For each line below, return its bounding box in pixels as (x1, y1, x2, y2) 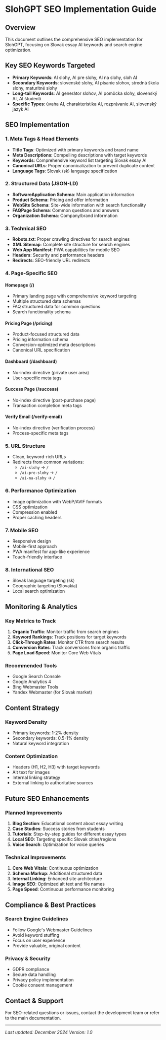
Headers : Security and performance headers (12, 252, 105, 258)
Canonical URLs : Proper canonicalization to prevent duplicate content (12, 162, 155, 168)
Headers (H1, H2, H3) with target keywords (12, 764, 100, 770)
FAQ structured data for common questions (12, 304, 100, 310)
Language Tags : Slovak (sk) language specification (12, 168, 118, 174)
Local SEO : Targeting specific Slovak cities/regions (12, 836, 117, 842)
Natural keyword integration (12, 740, 69, 746)
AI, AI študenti (12, 95, 41, 101)
